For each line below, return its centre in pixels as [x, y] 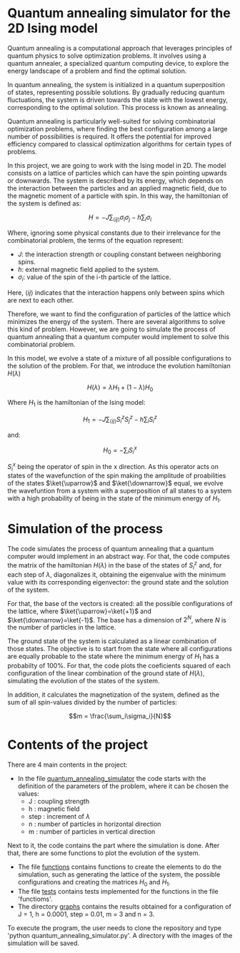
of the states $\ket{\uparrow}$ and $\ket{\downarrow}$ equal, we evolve [115, 483]
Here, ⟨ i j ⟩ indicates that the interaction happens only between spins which [116, 292]
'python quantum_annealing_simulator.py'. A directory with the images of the [120, 935]
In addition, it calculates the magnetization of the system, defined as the [114, 695]
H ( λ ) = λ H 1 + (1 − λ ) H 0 [120, 388]
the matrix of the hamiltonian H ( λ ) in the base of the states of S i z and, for [115, 565]
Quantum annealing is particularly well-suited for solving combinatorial [111, 121]
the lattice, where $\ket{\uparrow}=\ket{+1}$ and [80, 611]
